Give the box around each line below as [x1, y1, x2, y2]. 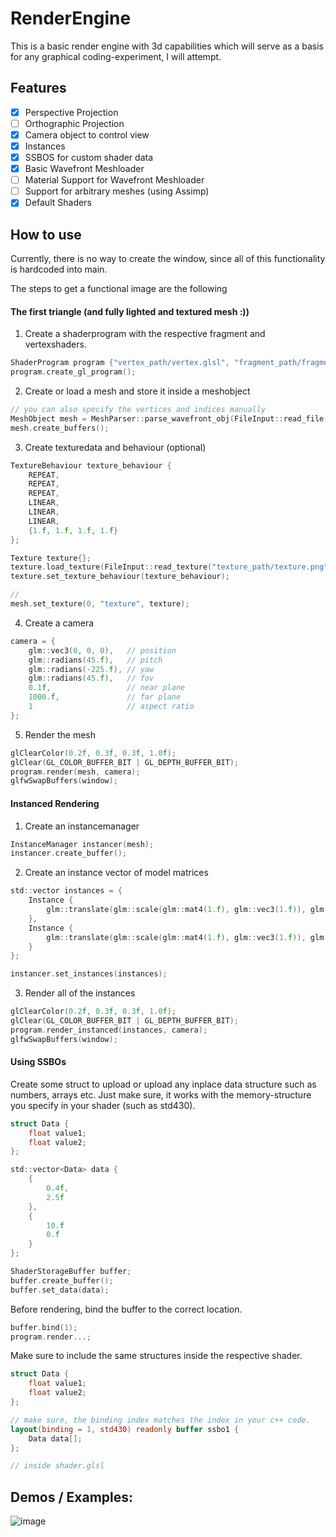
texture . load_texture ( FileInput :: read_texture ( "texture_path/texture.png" [10, 562, 329, 572]
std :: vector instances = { [10, 886, 123, 896]
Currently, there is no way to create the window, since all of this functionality [10, 253, 326, 265]
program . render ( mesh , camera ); [10, 767, 141, 777]
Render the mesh [24, 728, 97, 741]
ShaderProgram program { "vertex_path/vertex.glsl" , [10, 358, 230, 368]
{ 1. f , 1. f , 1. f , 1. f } [28, 525, 119, 536]
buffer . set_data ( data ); [10, 1285, 110, 1295]
